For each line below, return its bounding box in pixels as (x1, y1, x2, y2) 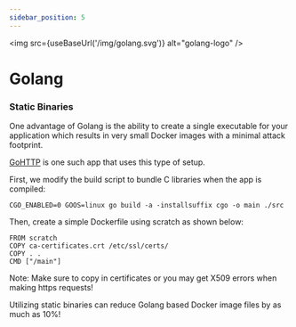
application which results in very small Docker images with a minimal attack (9, 130, 286, 141)
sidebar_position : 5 (9, 12, 86, 22)
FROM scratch (9, 233, 58, 243)
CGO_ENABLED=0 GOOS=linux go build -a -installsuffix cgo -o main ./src (9, 201, 284, 210)
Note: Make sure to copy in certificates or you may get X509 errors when (9, 273, 277, 283)
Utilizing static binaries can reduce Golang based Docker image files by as (9, 299, 282, 310)
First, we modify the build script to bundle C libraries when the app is (9, 175, 262, 185)
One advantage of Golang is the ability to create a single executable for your (9, 121, 289, 132)
